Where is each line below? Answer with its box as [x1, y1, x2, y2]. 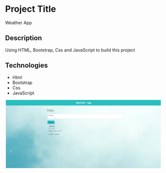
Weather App [5, 20, 32, 26]
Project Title [5, 3, 56, 15]
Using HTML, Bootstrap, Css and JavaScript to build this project [5, 47, 135, 53]
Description [5, 34, 42, 42]
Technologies [5, 61, 48, 70]
